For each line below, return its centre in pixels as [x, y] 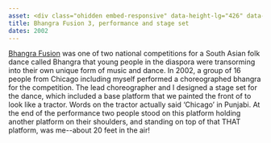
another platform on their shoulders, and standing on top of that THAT [125, 122]
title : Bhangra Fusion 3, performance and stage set [99, 23]
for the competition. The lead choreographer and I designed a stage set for [133, 88]
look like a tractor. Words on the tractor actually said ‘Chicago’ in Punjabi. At [134, 104]
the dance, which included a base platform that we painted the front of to [130, 96]
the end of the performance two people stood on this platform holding [125, 113]
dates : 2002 [28, 31]
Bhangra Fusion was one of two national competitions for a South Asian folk [134, 54]
